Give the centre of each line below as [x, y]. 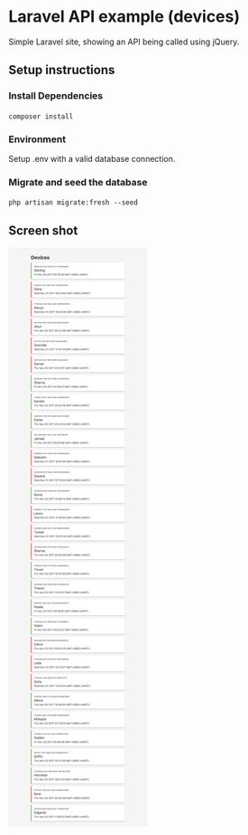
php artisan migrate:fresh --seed [73, 203]
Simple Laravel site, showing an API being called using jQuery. [124, 42]
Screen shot [43, 230]
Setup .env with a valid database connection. [92, 158]
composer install [41, 116]
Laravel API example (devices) [124, 17]
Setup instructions [62, 70]
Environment [37, 139]
